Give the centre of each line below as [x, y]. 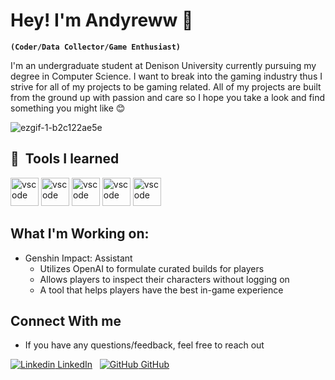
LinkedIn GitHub [113, 365]
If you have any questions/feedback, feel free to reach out [144, 345]
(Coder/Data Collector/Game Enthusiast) [96, 47]
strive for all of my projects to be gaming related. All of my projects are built [166, 86]
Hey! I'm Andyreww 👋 [102, 20]
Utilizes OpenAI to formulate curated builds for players [152, 268]
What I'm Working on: [80, 234]
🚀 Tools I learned [65, 159]
